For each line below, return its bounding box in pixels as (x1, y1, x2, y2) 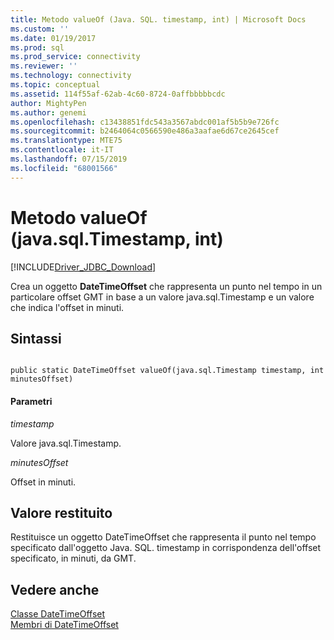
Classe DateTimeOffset (10, 608, 106, 620)
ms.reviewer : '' (10, 61, 78, 71)
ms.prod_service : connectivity (10, 52, 141, 62)
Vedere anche (10, 581, 100, 598)
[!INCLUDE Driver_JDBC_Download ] (10, 261, 157, 273)
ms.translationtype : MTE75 (10, 136, 123, 146)
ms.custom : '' (10, 24, 70, 34)
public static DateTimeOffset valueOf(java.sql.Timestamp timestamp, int (10, 366, 325, 376)
